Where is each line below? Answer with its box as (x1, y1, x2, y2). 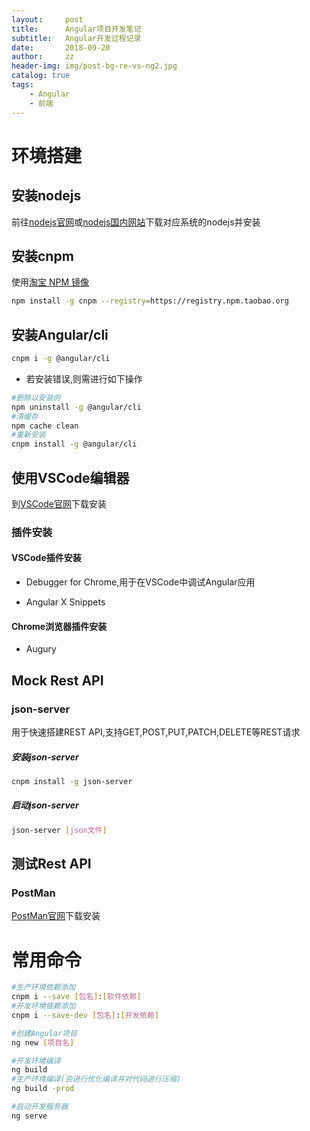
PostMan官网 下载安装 (11, 910, 101, 922)
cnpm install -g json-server (11, 776, 133, 786)
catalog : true (11, 71, 71, 81)
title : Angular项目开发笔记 (11, 24, 142, 34)
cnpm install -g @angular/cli (11, 439, 138, 450)
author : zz (11, 52, 75, 62)
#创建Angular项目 (11, 1028, 78, 1038)
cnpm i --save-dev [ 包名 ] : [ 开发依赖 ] (11, 1010, 160, 1020)
